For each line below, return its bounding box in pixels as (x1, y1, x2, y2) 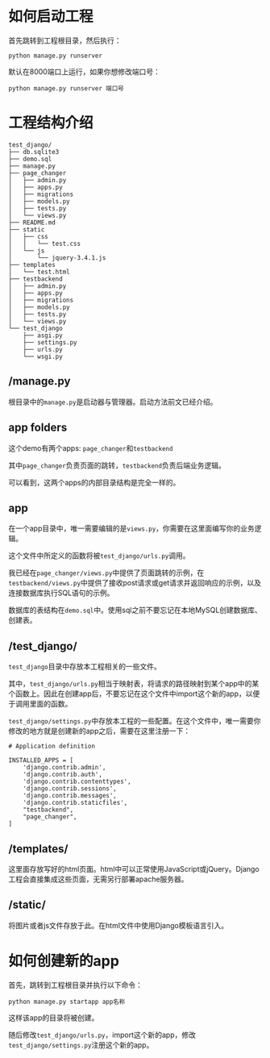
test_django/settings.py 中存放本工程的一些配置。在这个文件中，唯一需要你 (8, 716, 261, 726)
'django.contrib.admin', (23, 764, 106, 772)
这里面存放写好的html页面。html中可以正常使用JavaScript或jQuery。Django (8, 864, 260, 873)
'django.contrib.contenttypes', (23, 777, 131, 786)
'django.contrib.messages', (23, 792, 117, 800)
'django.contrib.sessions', (23, 785, 117, 793)
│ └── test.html (8, 268, 70, 276)
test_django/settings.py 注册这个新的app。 (8, 1039, 154, 1049)
